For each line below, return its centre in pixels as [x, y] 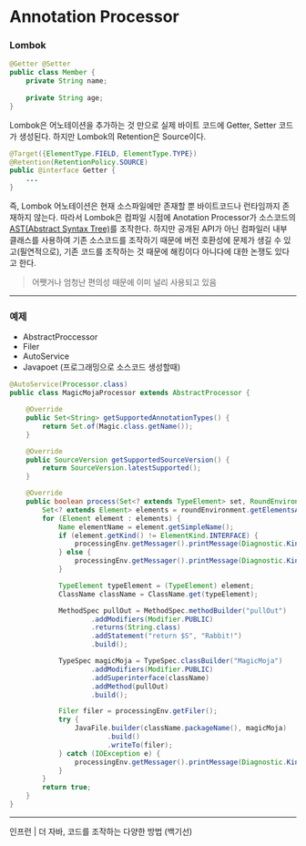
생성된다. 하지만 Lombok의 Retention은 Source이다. [112, 136]
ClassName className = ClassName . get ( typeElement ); [158, 594]
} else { [75, 553]
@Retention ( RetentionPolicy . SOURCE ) [79, 162]
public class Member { [52, 73]
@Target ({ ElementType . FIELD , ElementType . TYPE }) [103, 153]
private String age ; [65, 97]
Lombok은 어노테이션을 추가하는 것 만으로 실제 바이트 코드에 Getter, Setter [143, 125]
